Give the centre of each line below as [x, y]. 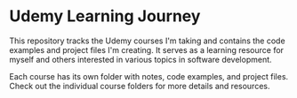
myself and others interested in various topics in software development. [141, 59]
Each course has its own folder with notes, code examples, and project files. [149, 76]
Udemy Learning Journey [105, 16]
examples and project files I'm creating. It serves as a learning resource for [147, 49]
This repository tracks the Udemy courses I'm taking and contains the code [148, 41]
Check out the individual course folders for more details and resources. [140, 86]
